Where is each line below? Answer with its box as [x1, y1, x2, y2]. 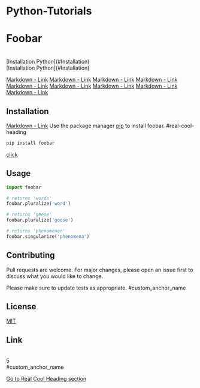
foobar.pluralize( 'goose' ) [6, 217, 74, 223]
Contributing [6, 250, 55, 261]
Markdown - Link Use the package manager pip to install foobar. [6, 122, 165, 129]
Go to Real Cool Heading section [6, 375, 87, 383]
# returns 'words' [6, 195, 52, 201]
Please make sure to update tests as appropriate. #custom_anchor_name [6, 284, 186, 291]
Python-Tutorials [6, 4, 92, 18]
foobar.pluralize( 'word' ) [6, 201, 71, 207]
